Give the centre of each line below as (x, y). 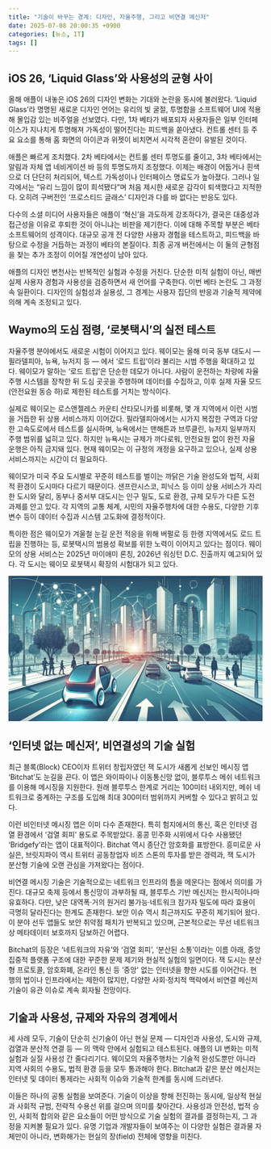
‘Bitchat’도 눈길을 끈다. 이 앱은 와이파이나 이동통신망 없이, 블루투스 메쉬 (121, 777)
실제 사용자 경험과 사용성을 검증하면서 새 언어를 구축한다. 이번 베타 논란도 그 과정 (135, 282)
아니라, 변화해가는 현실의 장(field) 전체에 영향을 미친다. (116, 1136)
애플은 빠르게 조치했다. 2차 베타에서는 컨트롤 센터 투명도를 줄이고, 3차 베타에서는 (135, 157)
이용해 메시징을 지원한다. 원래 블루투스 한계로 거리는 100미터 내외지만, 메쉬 (134, 786)
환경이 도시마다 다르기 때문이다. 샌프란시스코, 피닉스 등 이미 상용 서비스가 (132, 486)
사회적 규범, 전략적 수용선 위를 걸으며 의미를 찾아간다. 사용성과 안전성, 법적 (134, 1106)
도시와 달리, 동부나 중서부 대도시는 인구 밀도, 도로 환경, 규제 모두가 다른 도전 (136, 496)
